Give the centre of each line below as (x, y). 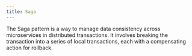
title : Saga (21, 12)
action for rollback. (29, 48)
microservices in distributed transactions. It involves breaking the (87, 35)
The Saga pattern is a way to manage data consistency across (83, 29)
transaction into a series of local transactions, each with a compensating (96, 41)
